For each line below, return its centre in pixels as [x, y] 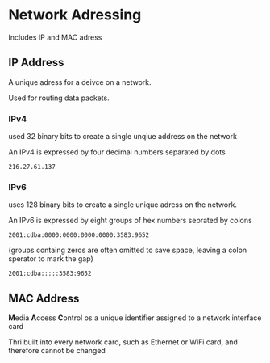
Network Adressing [75, 15]
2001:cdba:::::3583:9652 [50, 274]
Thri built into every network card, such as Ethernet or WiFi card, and [123, 342]
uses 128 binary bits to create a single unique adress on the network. [123, 205]
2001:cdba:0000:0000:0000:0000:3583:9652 [79, 235]
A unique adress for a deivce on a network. [80, 82]
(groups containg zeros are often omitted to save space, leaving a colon [128, 250]
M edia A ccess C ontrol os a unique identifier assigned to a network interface [135, 318]
